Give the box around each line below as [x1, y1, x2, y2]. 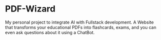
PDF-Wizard [5, 3, 56, 14]
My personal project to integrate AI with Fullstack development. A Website [5, 19, 154, 25]
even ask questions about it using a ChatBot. [5, 29, 95, 35]
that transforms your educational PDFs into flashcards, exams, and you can [5, 24, 157, 30]
